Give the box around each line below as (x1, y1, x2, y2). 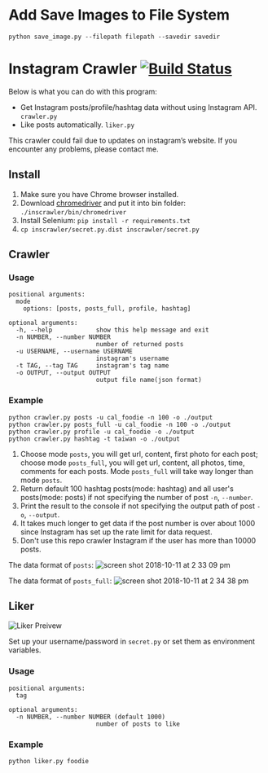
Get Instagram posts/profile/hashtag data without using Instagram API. (20, 102, 257, 112)
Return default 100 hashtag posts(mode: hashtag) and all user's (20, 483, 234, 494)
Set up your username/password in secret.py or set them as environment (8, 637, 255, 647)
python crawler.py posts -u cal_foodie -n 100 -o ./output (8, 413, 213, 421)
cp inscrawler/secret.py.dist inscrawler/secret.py (20, 226, 200, 234)
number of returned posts (95, 340, 184, 349)
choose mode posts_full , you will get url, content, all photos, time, (20, 458, 245, 468)
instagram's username (95, 354, 169, 363)
